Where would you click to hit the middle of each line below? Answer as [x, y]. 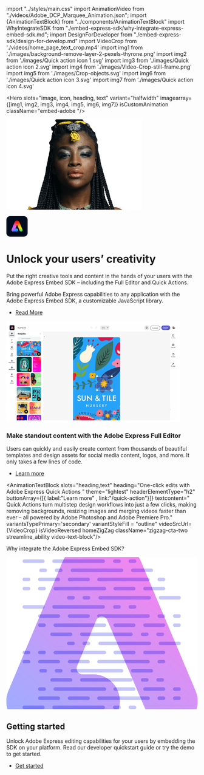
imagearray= [176, 98]
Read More [29, 312]
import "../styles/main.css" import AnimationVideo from [75, 9]
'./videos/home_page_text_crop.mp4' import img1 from [75, 47]
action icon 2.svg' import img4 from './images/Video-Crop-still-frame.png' [99, 67]
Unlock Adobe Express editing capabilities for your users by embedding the [101, 741]
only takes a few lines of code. [45, 462]
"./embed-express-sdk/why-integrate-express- [125, 28]
